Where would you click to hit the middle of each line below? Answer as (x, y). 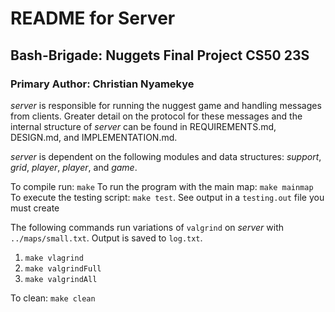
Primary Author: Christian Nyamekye (102, 84)
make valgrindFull (63, 268)
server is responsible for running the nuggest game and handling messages (166, 105)
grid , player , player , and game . (74, 167)
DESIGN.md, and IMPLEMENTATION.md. (94, 137)
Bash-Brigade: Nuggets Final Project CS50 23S (160, 55)
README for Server (93, 18)
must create (35, 208)
